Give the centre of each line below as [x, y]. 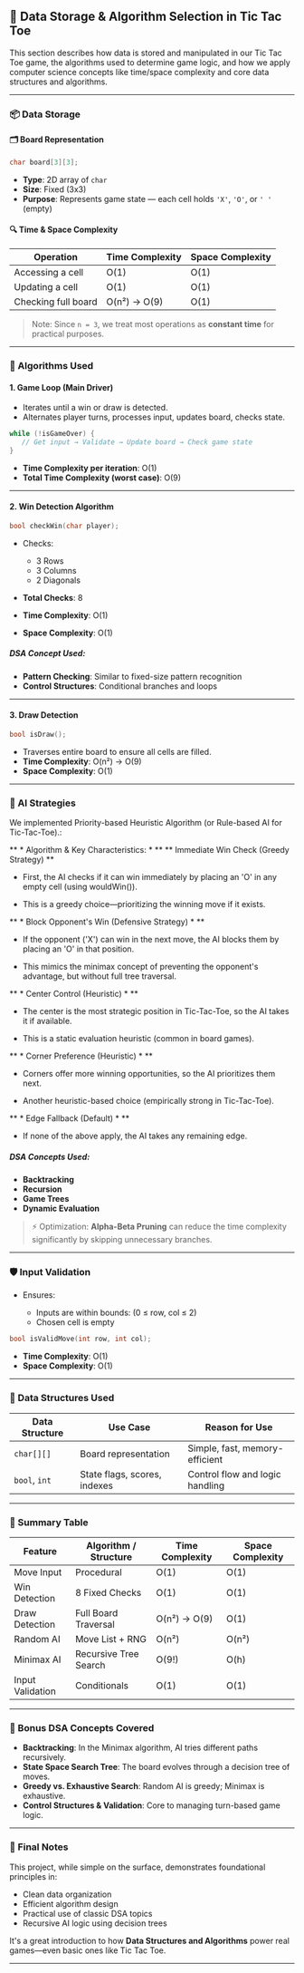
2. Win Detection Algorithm [62, 507]
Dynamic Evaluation [61, 1209]
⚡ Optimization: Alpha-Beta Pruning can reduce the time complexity [159, 1227]
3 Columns [56, 570]
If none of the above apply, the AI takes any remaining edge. [135, 1136]
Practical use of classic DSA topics [87, 1913]
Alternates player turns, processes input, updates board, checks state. [154, 417]
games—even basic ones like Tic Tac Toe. [88, 1950]
